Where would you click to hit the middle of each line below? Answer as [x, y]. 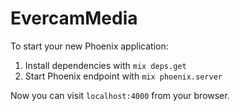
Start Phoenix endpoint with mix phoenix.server [123, 76]
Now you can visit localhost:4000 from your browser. [120, 95]
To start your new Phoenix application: [89, 46]
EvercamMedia [74, 18]
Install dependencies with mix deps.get [105, 65]
